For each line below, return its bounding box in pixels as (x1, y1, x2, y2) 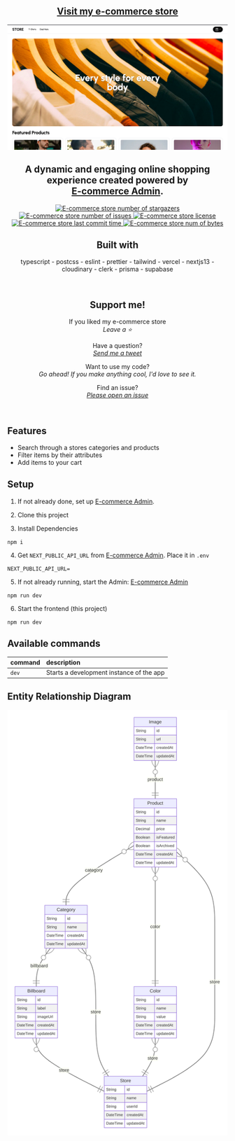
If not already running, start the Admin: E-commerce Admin (17, 577, 189, 586)
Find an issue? (97, 384, 138, 392)
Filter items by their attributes (17, 451, 103, 459)
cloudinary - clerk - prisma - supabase (62, 265, 173, 274)
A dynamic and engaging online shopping (24, 164, 211, 176)
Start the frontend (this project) (17, 604, 108, 612)
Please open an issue (86, 391, 149, 400)
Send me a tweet (93, 349, 142, 358)
